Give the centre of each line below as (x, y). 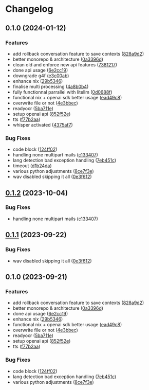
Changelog (29, 9)
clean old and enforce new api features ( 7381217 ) (65, 64)
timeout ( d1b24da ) (32, 166)
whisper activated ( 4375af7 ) (43, 125)
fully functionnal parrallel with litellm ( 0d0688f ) (62, 92)
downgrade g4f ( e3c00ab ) (41, 76)
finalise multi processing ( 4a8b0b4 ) (51, 86)
